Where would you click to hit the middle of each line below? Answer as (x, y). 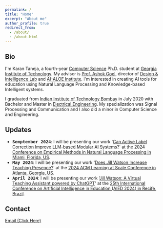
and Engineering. (22, 114)
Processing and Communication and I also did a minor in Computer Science (81, 109)
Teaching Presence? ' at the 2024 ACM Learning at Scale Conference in (84, 167)
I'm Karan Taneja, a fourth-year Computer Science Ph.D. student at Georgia (81, 68)
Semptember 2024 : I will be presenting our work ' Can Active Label (80, 141)
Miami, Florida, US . (31, 157)
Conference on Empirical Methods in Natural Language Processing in (81, 152)
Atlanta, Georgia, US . (33, 173)
